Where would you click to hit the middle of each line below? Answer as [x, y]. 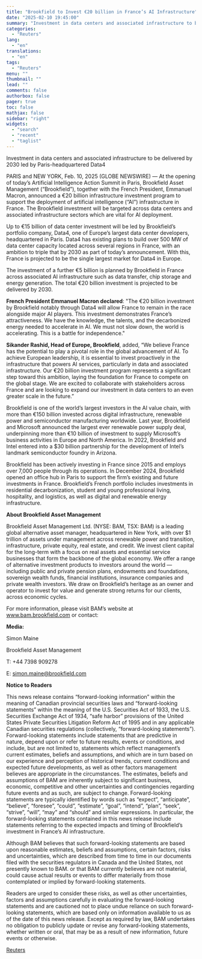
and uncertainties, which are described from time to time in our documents [99, 856]
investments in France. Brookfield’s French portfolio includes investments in [100, 483]
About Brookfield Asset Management [54, 514]
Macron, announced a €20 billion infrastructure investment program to [94, 195]
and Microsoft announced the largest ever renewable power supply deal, [96, 427]
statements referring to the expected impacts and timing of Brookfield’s [95, 825]
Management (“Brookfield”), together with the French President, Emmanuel [99, 189]
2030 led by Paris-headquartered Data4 [56, 164]
